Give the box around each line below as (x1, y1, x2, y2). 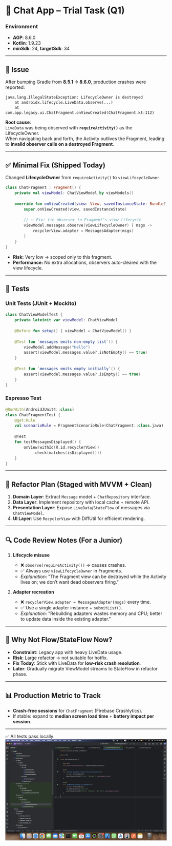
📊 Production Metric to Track (5, 691, 101, 700)
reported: (5, 84, 25, 90)
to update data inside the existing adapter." (20, 616, 111, 622)
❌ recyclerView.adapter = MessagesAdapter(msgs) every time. (20, 599, 151, 605)
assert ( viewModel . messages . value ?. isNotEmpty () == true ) (24, 350, 147, 355)
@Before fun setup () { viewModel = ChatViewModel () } (14, 328, 132, 333)
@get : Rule (14, 418, 36, 423)
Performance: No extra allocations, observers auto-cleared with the (12, 259, 157, 265)
